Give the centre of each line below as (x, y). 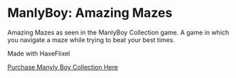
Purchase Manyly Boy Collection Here (63, 67)
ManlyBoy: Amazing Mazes (90, 13)
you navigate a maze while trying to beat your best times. (91, 39)
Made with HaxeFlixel (39, 53)
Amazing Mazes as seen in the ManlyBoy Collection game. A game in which (118, 32)
